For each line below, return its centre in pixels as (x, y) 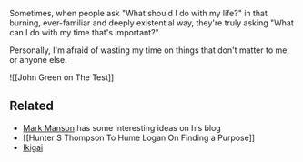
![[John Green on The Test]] (62, 77)
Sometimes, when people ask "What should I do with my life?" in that (139, 13)
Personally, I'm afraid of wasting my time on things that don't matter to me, (149, 50)
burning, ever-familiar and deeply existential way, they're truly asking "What (151, 23)
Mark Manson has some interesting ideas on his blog (121, 127)
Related (32, 106)
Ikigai (33, 147)
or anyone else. (39, 60)
